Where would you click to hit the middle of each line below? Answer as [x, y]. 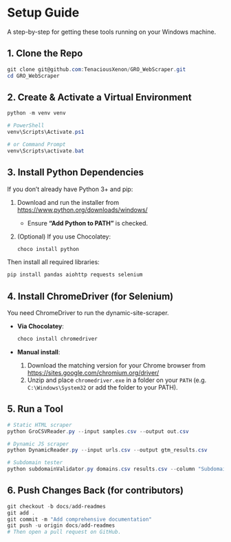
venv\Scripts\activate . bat [46, 151]
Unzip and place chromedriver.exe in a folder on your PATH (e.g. [117, 380]
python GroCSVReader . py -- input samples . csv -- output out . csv [98, 431]
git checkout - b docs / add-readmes [57, 506]
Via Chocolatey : [40, 326]
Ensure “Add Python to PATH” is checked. [88, 223]
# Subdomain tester [35, 463]
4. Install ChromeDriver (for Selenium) [90, 296]
